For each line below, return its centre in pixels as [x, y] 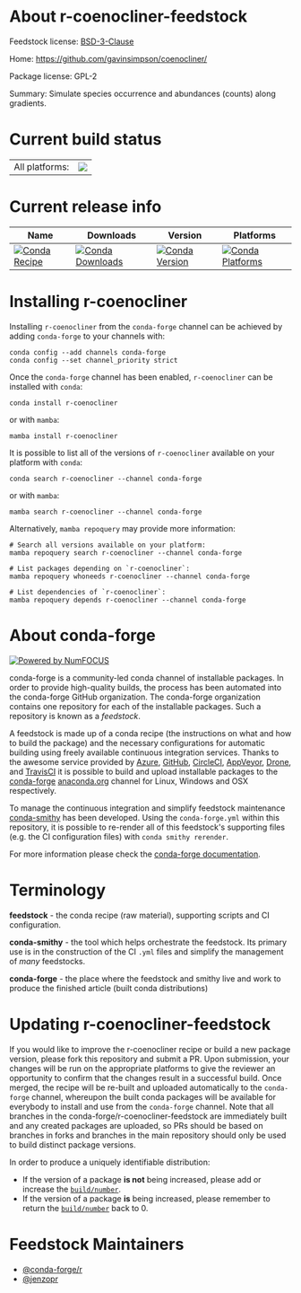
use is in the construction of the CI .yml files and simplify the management [146, 951]
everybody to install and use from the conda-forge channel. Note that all [142, 1106]
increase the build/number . [72, 1189]
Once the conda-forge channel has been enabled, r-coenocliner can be [141, 377]
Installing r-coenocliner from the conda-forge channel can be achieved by [146, 326]
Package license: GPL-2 [53, 76]
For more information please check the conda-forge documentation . [135, 854]
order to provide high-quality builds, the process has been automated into [146, 687]
